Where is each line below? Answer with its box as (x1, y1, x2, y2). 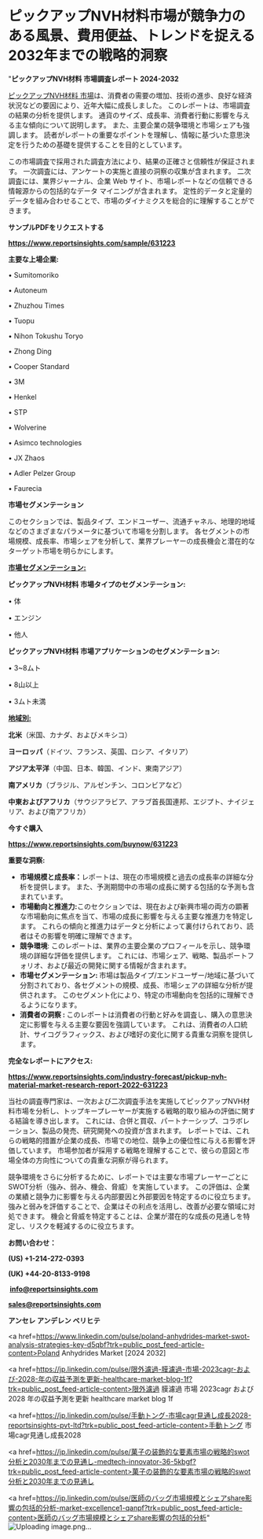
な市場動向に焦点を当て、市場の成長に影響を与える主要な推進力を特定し (19, 911, 254, 921)
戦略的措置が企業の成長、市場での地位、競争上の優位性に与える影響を (21, 1135, 249, 1145)
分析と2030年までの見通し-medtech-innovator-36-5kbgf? (8, 1456, 196, 1466)
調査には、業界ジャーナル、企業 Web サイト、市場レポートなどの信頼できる (8, 176, 254, 186)
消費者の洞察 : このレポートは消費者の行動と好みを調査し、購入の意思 (19, 1009, 246, 1019)
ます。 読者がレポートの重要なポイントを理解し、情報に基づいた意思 (21, 130, 243, 139)
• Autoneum (8, 285, 48, 295)
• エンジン (8, 613, 42, 622)
